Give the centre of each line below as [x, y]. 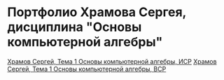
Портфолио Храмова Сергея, [97, 12]
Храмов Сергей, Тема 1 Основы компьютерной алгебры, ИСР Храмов [112, 61]
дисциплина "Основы [75, 27]
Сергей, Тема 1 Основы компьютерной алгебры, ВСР [87, 69]
